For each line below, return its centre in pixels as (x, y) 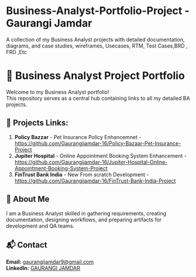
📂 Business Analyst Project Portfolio (96, 76)
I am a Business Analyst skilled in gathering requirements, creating (86, 213)
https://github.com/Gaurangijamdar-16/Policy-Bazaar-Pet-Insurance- (98, 143)
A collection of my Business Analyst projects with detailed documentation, (96, 39)
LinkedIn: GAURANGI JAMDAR (43, 268)
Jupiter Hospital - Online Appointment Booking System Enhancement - (101, 156)
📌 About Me (28, 199)
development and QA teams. (40, 226)
